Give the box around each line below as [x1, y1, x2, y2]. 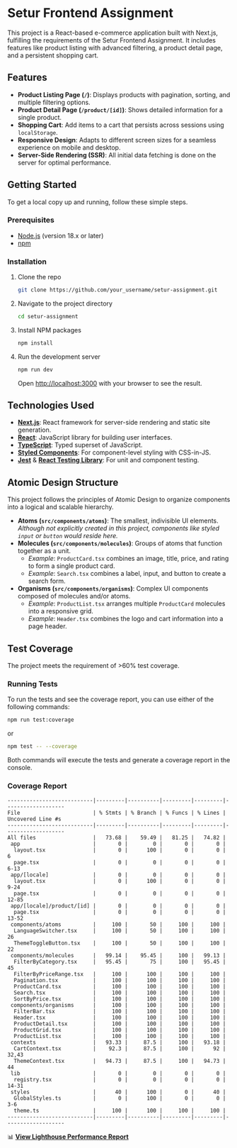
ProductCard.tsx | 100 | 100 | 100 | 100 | [13, 983, 226, 991]
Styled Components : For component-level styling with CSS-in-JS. [17, 448, 212, 457]
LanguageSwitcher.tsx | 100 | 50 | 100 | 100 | [13, 927, 226, 935]
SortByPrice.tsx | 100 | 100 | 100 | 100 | [13, 996, 226, 1003]
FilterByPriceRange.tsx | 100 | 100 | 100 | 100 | [13, 971, 226, 978]
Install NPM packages [17, 325, 81, 334]
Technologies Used [7, 399, 94, 412]
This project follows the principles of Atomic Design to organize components [7, 495, 231, 504]
